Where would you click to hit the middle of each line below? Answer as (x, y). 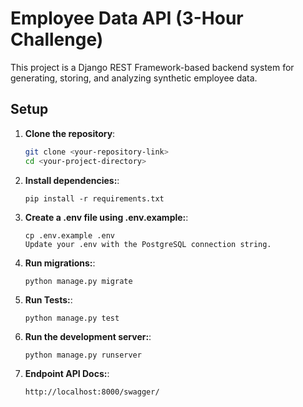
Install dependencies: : (72, 180)
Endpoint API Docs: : (67, 373)
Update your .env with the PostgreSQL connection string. (148, 244)
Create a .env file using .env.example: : (106, 217)
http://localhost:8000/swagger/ (92, 392)
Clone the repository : (70, 133)
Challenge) (57, 39)
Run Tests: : (48, 299)
